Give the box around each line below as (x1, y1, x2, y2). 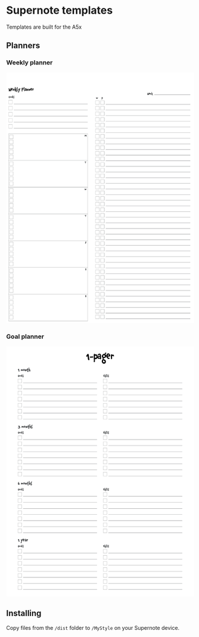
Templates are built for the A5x (6, 23, 82, 30)
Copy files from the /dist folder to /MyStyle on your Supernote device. (6, 624, 180, 631)
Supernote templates (6, 4, 113, 17)
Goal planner (6, 332, 45, 341)
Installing (6, 608, 42, 619)
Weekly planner (6, 58, 53, 67)
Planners (6, 41, 41, 51)
